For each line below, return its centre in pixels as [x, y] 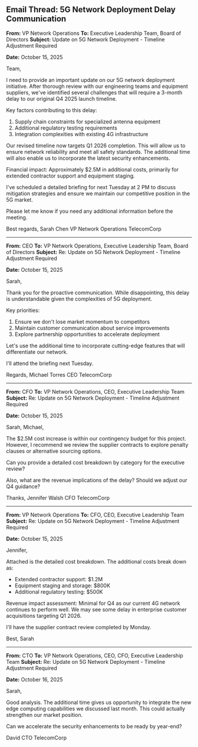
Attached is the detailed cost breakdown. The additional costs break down [96, 561]
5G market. [20, 199]
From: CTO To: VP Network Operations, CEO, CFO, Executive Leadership [95, 655]
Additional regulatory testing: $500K [59, 591]
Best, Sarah [20, 639]
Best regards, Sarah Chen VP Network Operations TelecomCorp [84, 229]
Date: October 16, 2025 [34, 679]
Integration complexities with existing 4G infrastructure [81, 134]
